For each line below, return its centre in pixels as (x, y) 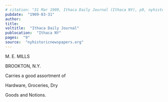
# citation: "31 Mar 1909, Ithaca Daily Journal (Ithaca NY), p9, (76, 10)
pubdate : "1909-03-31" (30, 14)
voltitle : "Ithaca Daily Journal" (42, 28)
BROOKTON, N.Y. (23, 66)
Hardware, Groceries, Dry (32, 85)
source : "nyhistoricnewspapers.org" (44, 42)
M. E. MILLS (17, 56)
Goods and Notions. (26, 95)
